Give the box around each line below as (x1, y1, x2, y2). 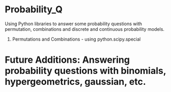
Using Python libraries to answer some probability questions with (5, 21, 142, 27)
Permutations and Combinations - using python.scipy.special (12, 36, 141, 42)
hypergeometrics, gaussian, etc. (5, 76, 146, 88)
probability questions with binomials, (5, 65, 166, 77)
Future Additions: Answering (5, 54, 130, 66)
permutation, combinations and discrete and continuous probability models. (5, 26, 165, 32)
